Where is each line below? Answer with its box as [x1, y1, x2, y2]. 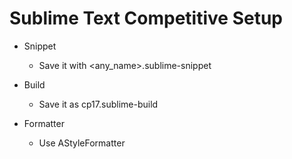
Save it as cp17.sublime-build [38, 98, 159, 110]
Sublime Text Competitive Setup [9, 7, 283, 30]
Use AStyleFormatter [38, 137, 126, 149]
